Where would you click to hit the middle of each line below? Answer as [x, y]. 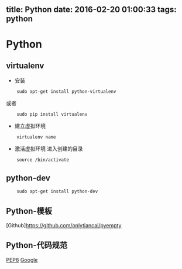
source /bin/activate [43, 160]
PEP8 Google [22, 260]
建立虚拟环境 [30, 126]
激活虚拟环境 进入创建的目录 [49, 149]
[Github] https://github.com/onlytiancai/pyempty [64, 226]
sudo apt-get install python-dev [57, 191]
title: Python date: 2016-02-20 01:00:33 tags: [91, 10]
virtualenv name [37, 137]
